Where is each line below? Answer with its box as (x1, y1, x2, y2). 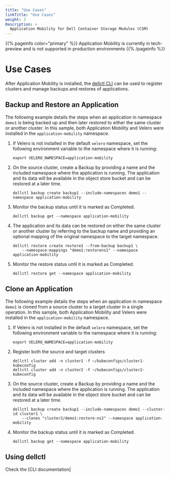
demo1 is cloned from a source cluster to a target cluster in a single (5, 303, 144, 310)
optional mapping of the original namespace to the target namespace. (12, 233, 159, 239)
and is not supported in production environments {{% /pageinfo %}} (23, 46, 165, 52)
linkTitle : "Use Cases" (5, 12, 56, 17)
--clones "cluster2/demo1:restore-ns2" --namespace (22, 415, 133, 420)
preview (5, 46, 22, 52)
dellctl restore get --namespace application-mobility (12, 271, 131, 276)
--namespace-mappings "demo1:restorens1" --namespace (22, 247, 138, 252)
